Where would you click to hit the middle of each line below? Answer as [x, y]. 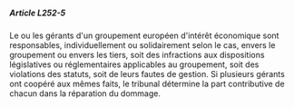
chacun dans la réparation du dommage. [85, 93]
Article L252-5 [38, 13]
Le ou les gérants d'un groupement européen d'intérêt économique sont [144, 35]
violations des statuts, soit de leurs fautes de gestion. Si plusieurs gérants [147, 74]
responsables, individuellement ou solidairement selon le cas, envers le [142, 44]
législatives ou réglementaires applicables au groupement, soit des [134, 64]
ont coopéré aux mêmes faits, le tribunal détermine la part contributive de [147, 83]
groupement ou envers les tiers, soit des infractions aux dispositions [137, 54]
